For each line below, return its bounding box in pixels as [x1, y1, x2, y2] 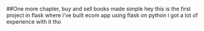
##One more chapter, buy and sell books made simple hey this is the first [6, 5, 191, 12]
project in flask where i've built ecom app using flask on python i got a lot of [6, 12, 198, 19]
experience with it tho [6, 18, 61, 25]
